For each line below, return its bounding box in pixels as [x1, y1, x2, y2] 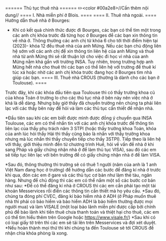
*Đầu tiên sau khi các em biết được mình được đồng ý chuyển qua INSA [5, 115, 152, 121]
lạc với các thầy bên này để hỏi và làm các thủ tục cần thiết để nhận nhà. [5, 105, 154, 111]
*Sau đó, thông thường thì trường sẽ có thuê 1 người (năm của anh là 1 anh [5, 161, 157, 167]
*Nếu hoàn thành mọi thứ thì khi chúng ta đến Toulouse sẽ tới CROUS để [5, 225, 154, 231]
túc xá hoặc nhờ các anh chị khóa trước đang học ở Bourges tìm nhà [12, 70, 152, 75]
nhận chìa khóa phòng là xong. [5, 230, 68, 236]
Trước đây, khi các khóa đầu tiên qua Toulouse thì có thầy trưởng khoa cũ [5, 89, 155, 95]
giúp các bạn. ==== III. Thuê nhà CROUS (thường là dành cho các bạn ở [12, 75, 160, 80]
